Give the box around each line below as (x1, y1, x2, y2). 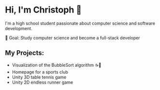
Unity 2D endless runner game (12, 79, 73, 85)
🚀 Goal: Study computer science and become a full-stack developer (5, 35, 140, 41)
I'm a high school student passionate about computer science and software (5, 20, 156, 26)
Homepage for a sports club (12, 69, 69, 75)
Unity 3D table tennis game (12, 74, 67, 80)
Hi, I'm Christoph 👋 (5, 4, 82, 15)
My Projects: (5, 49, 44, 57)
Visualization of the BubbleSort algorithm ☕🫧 (12, 62, 102, 68)
